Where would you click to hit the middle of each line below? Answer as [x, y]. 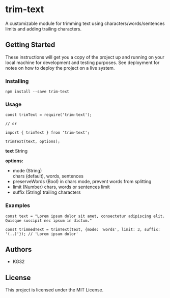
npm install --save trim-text [37, 92]
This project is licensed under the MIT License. [54, 290]
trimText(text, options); [33, 142]
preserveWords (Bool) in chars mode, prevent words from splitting [82, 182]
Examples [18, 205]
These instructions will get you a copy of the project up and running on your [85, 57]
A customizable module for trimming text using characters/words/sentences [85, 23]
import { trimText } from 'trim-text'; [48, 133]
